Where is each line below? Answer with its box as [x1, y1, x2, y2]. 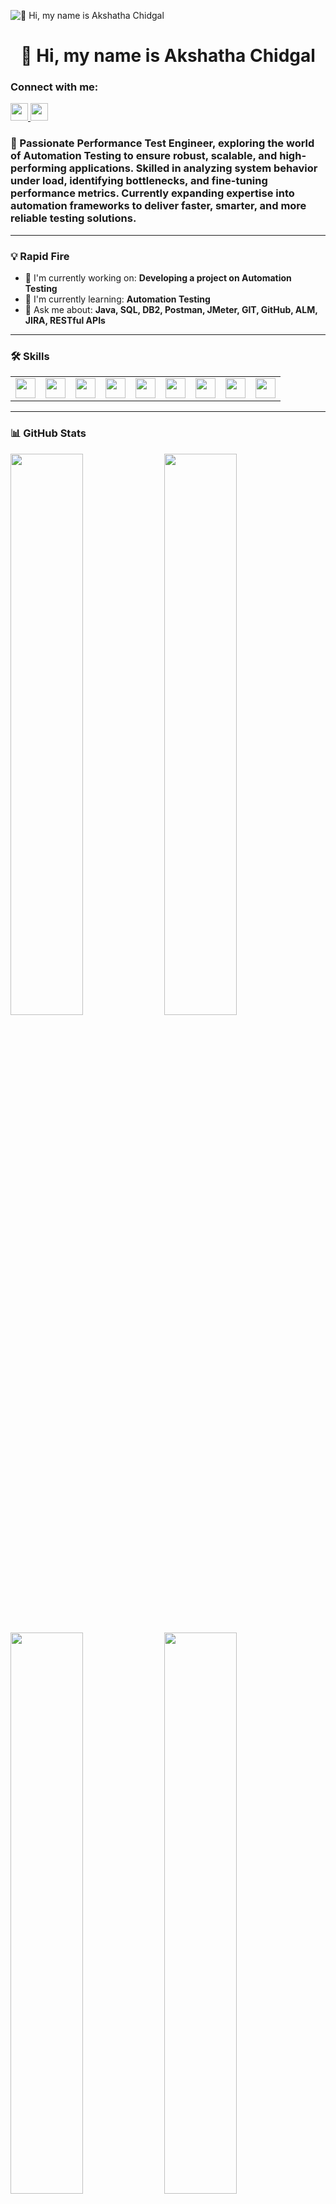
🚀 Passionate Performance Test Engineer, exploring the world [10, 136, 315, 150]
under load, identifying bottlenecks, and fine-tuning [10, 174, 268, 188]
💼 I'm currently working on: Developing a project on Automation [24, 272, 292, 284]
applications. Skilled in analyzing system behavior [68, 161, 318, 175]
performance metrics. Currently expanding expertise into [10, 186, 295, 200]
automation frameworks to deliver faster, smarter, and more [10, 199, 307, 213]
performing [10, 161, 67, 175]
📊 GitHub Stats [10, 426, 87, 440]
